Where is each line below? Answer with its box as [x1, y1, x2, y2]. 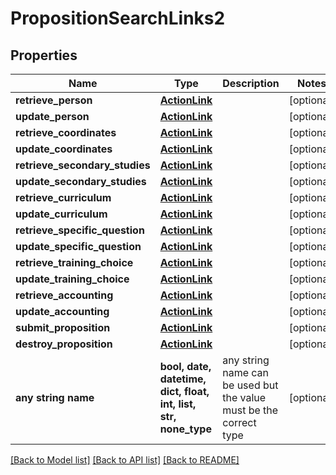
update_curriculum [15, 207, 108, 221]
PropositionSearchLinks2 [10, 7, 226, 30]
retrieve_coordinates [15, 126, 117, 139]
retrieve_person [15, 93, 93, 107]
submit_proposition [15, 321, 111, 334]
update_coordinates [15, 142, 113, 156]
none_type [159, 422, 212, 436]
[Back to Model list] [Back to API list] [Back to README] [10, 454, 240, 466]
